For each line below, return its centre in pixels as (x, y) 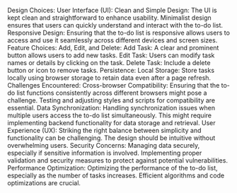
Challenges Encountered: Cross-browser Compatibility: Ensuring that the (114, 85)
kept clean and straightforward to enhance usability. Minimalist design (109, 18)
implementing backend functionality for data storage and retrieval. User (111, 123)
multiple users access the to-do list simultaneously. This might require (110, 115)
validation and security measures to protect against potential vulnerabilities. (118, 160)
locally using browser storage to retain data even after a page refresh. (109, 78)
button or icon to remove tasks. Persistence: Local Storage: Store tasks (111, 70)
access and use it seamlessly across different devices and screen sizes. (112, 40)
